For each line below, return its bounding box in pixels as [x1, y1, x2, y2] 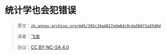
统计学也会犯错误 [5, 5, 77, 16]
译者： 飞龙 [17, 33, 40, 39]
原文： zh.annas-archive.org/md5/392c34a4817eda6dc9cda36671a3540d [17, 22, 161, 29]
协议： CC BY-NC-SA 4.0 [17, 44, 69, 50]
